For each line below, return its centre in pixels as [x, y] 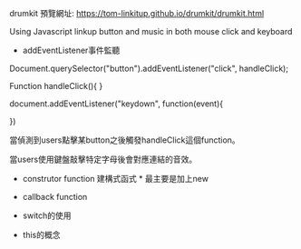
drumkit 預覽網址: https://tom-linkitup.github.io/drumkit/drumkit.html [137, 13]
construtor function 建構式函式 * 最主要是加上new [115, 179]
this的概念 [41, 235]
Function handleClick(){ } [56, 86]
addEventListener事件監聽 [71, 50]
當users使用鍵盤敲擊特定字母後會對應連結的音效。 [103, 159]
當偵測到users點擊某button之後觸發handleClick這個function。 [125, 140]
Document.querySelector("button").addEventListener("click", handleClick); [149, 68]
